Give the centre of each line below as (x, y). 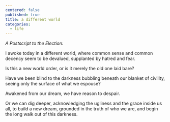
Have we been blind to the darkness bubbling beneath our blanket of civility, (85, 78)
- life (17, 29)
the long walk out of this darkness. (41, 114)
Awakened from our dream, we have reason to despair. (63, 94)
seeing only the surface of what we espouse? (53, 84)
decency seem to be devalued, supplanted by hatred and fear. (70, 58)
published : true (22, 15)
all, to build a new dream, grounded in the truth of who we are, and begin (82, 109)
